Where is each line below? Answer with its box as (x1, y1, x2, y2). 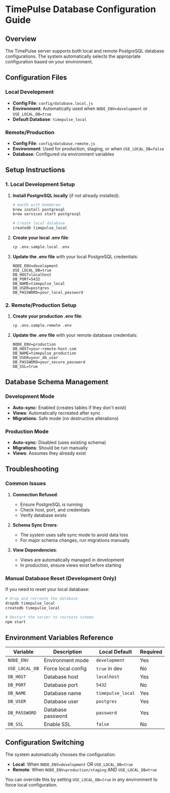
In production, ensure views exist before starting (20, 562, 121, 568)
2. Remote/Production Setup (5, 301, 77, 308)
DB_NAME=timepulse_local (12, 281, 65, 286)
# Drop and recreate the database (5, 596, 78, 601)
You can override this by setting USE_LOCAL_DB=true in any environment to (5, 776, 158, 783)
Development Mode (5, 393, 55, 400)
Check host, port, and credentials (20, 506, 90, 512)
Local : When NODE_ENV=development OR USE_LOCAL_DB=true (12, 761, 133, 768)
